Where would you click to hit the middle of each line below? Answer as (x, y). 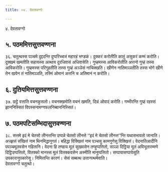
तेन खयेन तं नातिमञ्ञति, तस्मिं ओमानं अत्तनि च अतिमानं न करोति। (58, 74)
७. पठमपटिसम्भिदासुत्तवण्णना (38, 123)
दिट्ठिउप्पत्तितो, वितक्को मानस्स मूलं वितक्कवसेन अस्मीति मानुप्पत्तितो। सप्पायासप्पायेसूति (72, 152)
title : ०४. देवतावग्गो (24, 10)
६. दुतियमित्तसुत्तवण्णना (32, 90)
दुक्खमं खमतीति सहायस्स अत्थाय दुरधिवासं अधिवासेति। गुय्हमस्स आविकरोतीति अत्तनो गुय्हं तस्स (80, 62)
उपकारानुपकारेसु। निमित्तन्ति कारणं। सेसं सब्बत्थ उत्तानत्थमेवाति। (56, 158)
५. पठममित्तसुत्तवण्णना (31, 45)
